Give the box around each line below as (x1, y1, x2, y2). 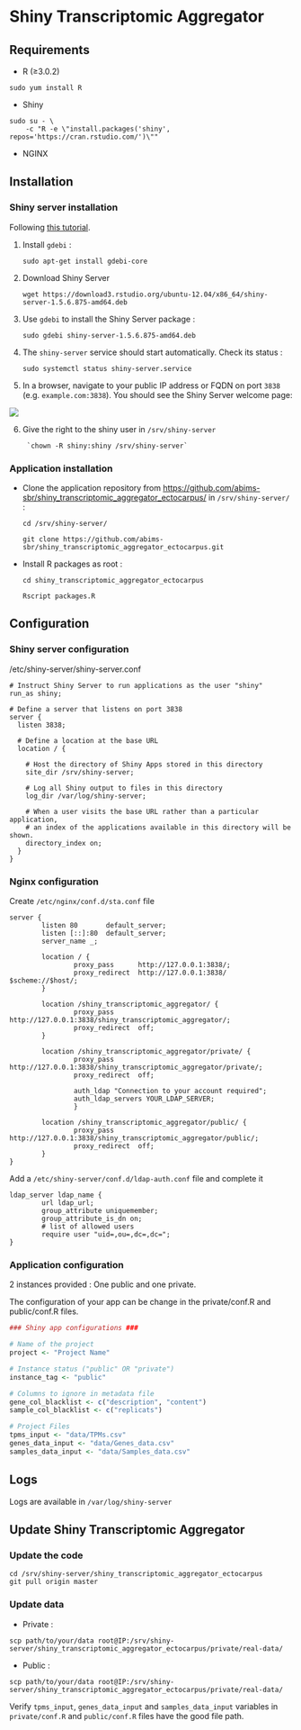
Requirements (9, 42, 90, 58)
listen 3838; (17, 720, 66, 729)
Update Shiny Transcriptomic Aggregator (9, 1522, 245, 1537)
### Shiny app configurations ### (9, 1324, 139, 1333)
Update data (9, 1599, 65, 1611)
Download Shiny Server (22, 272, 111, 283)
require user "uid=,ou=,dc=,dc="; (41, 1229, 171, 1239)
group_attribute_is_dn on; (41, 1214, 143, 1223)
